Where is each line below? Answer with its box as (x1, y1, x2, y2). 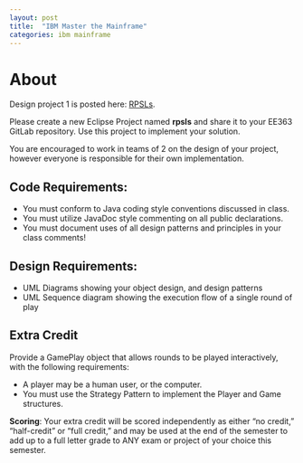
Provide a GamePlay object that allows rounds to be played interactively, (9, 352, 279, 363)
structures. (22, 398, 63, 409)
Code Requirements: (9, 179, 128, 194)
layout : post (9, 13, 59, 23)
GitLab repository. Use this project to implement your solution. (9, 126, 241, 137)
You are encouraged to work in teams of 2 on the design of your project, (9, 144, 279, 155)
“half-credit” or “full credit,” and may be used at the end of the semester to (9, 425, 288, 436)
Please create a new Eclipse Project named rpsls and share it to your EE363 (9, 117, 293, 128)
